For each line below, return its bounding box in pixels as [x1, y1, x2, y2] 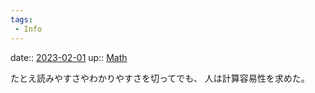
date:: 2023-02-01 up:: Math [10, 51, 128, 63]
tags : [10, 14, 33, 25]
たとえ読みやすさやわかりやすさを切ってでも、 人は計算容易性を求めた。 [10, 72, 310, 84]
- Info [14, 24, 43, 34]
